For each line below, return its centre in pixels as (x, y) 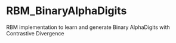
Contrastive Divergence (35, 33)
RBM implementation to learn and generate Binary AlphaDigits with (88, 27)
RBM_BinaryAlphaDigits (67, 11)
